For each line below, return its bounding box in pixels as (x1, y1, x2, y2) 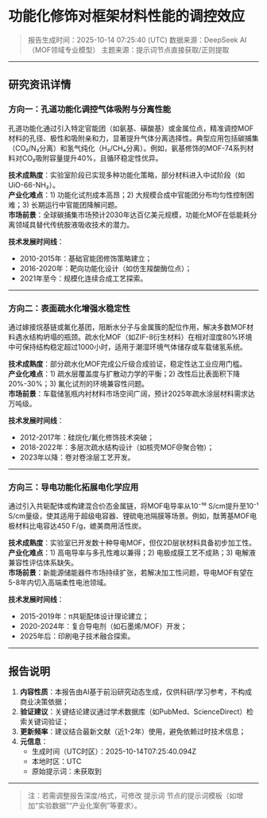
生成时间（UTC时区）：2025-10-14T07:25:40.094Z (31, 746, 197, 756)
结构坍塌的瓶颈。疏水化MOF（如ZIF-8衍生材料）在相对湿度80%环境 (29, 331, 253, 342)
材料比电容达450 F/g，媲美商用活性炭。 (14, 521, 146, 531)
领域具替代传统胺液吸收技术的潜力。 (14, 219, 133, 229)
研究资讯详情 (8, 78, 72, 91)
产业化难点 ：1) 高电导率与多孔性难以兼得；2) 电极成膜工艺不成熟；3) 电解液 (8, 548, 257, 557)
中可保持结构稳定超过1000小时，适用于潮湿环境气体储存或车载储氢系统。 (8, 342, 248, 351)
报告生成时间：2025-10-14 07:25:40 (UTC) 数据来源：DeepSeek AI (27, 35, 247, 45)
